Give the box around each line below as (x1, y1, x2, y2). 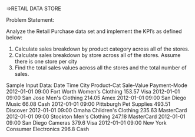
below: (6, 34, 22, 41)
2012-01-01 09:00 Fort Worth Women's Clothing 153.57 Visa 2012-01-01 (6, 88, 180, 95)
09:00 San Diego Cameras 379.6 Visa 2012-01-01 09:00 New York (6, 119, 167, 126)
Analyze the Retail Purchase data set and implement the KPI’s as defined (6, 28, 182, 35)
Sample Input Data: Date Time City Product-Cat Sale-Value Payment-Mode (6, 82, 187, 89)
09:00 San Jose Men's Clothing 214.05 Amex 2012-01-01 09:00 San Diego (6, 94, 187, 101)
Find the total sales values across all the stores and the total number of (14, 64, 187, 71)
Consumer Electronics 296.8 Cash (6, 126, 90, 132)
